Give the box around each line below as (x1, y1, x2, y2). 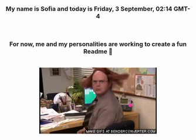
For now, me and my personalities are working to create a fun (9, 40, 187, 48)
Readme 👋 (83, 48, 113, 56)
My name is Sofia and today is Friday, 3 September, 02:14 (5, 5, 173, 13)
